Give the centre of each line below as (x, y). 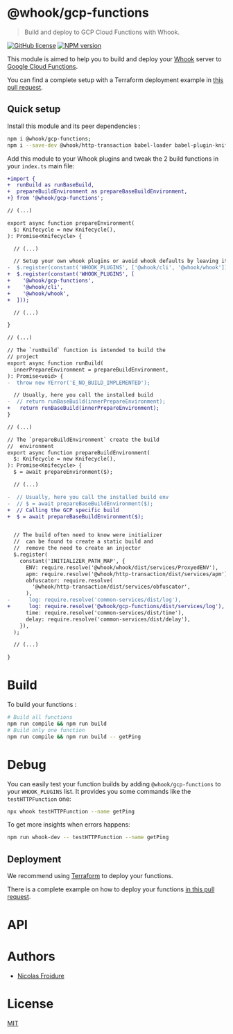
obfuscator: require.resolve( (69, 580)
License (31, 1004)
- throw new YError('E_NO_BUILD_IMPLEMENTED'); (79, 383)
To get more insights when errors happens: (69, 825)
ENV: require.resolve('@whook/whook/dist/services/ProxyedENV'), (122, 567)
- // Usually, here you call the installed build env (88, 497)
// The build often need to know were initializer (88, 535)
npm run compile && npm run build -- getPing (74, 737)
